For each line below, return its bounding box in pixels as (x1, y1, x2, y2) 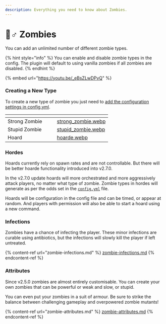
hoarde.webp (56, 134, 88, 141)
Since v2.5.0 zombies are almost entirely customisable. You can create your (5, 279, 160, 285)
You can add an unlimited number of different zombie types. (5, 45, 128, 51)
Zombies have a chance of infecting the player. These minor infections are (5, 230, 157, 236)
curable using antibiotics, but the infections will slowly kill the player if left (5, 235, 155, 241)
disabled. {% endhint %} (5, 65, 55, 71)
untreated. (5, 240, 26, 246)
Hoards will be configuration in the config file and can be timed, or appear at (5, 195, 162, 201)
